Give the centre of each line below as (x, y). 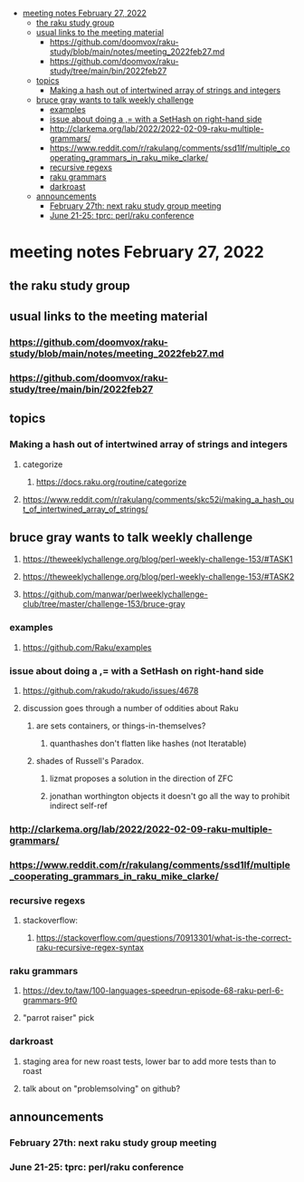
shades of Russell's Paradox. (90, 760)
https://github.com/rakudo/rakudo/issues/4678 (110, 690)
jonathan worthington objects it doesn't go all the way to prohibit (170, 796)
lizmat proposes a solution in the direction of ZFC (141, 778)
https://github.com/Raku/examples (87, 647)
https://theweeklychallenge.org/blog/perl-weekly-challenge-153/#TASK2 (158, 577)
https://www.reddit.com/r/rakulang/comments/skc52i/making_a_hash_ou (158, 499)
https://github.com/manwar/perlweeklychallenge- (115, 594)
